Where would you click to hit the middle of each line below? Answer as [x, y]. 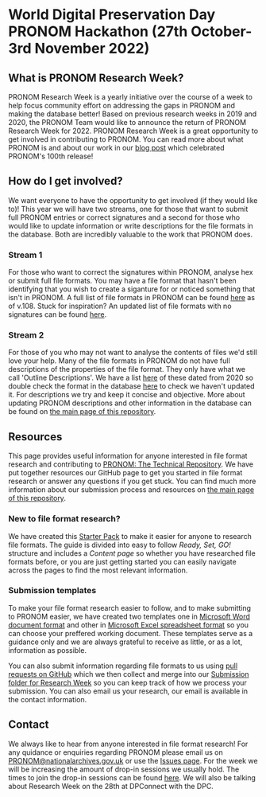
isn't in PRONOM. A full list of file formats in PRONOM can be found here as [132, 298]
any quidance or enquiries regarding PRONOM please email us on [116, 752]
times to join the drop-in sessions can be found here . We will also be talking [132, 777]
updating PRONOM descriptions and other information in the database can [130, 403]
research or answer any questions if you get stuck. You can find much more [132, 481]
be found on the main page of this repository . [82, 412]
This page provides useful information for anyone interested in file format [128, 456]
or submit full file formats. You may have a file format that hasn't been [122, 281]
